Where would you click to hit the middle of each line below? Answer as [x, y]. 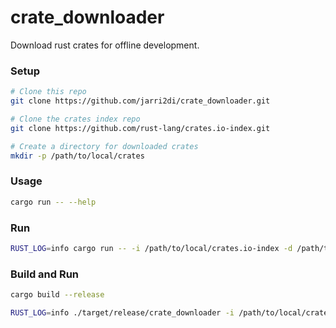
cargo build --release [57, 295]
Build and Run [45, 274]
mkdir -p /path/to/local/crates [77, 156]
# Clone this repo [48, 92]
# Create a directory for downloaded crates [104, 146]
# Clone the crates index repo [75, 119]
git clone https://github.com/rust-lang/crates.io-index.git [140, 128]
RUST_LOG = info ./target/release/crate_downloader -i [122, 313]
